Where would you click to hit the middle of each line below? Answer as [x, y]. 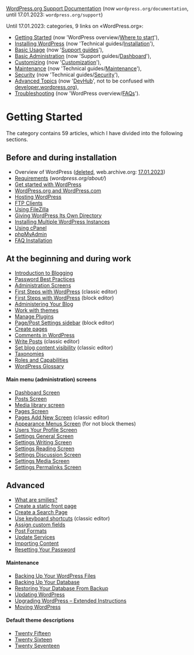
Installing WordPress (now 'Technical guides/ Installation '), [85, 44]
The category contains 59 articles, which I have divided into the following [94, 133]
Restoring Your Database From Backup [61, 588]
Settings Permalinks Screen [48, 467]
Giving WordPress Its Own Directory [58, 215]
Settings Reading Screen [45, 448]
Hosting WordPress [38, 197]
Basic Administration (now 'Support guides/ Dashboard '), [83, 56]
